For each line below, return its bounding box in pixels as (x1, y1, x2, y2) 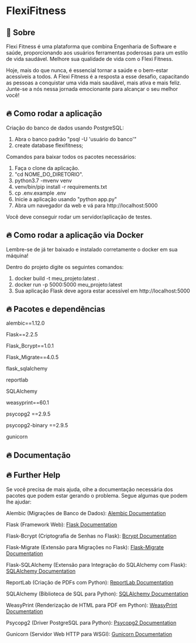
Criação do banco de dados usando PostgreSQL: (6, 124, 124, 131)
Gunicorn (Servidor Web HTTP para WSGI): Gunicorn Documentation (6, 630, 173, 637)
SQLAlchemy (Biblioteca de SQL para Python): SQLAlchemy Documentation (6, 590, 188, 597)
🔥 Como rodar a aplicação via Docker (6, 230, 144, 240)
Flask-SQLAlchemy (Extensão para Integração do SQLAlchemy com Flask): (6, 561, 187, 568)
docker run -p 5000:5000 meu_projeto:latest (14, 281, 123, 288)
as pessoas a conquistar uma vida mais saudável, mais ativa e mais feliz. (6, 79, 181, 86)
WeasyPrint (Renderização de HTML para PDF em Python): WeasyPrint (6, 601, 177, 608)
